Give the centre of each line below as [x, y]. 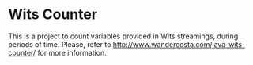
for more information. [72, 52]
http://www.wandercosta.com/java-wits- [179, 44]
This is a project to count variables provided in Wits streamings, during [123, 36]
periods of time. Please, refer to [60, 44]
